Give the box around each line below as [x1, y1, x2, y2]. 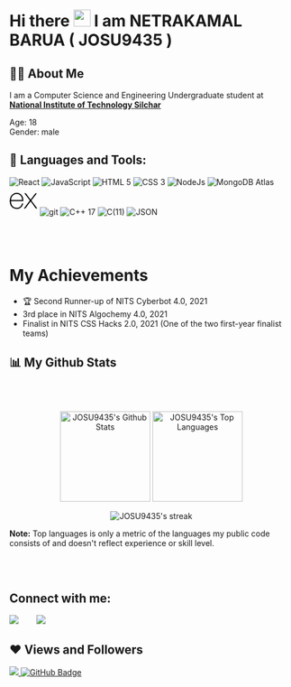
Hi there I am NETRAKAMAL [9, 11, 243, 32]
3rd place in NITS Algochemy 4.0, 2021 [22, 308, 168, 320]
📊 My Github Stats [9, 355, 117, 370]
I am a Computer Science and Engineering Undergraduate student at [9, 90, 264, 100]
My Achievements [9, 265, 149, 285]
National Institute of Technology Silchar [9, 99, 161, 110]
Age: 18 [9, 117, 38, 127]
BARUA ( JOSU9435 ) [9, 30, 173, 51]
